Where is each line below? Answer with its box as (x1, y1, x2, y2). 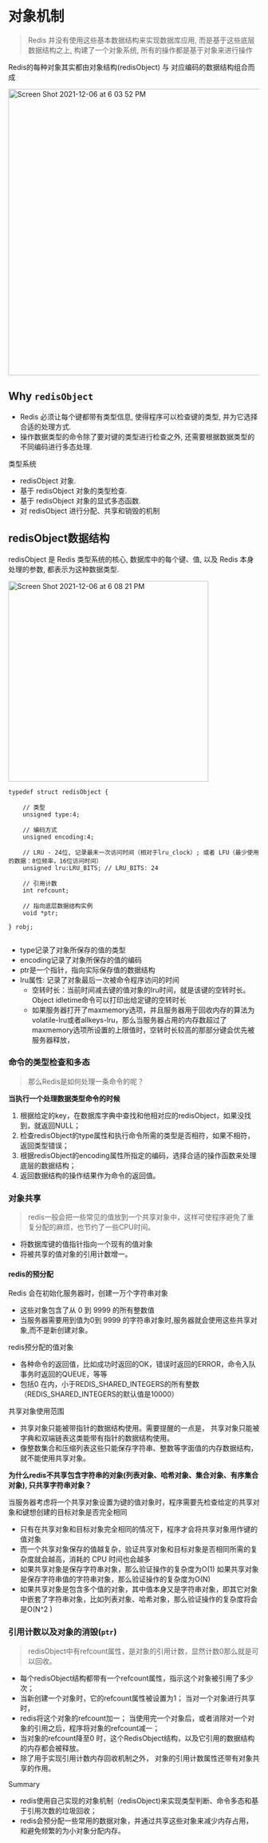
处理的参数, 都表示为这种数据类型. (8, 564, 120, 574)
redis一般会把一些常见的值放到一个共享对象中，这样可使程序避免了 (27, 1212, 247, 1222)
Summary (8, 1779, 41, 1789)
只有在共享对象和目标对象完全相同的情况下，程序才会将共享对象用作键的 (19, 1524, 258, 1534)
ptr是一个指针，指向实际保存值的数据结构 (19, 965, 156, 975)
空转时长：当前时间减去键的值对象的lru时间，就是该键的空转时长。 (31, 985, 250, 995)
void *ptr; (22, 909, 59, 917)
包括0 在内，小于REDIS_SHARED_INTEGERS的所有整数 (19, 1380, 199, 1389)
